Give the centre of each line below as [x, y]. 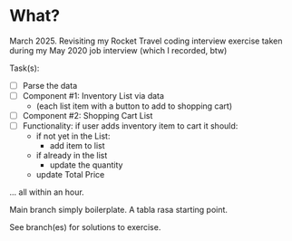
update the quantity [86, 165]
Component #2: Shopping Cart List [88, 116]
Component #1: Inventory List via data [93, 96]
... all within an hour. [47, 192]
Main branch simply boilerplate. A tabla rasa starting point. [119, 210]
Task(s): [24, 68]
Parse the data [50, 85]
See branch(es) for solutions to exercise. [85, 227]
